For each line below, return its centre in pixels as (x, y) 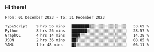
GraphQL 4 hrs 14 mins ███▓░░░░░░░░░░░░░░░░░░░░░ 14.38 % (77, 35)
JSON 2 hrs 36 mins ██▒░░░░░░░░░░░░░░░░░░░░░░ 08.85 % (77, 40)
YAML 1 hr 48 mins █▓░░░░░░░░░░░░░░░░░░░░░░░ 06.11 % (77, 45)
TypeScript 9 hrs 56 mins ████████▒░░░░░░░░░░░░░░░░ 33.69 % (77, 26)
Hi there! (16, 7)
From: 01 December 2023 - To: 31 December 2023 (55, 18)
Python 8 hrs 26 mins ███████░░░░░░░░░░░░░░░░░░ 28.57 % (77, 31)
